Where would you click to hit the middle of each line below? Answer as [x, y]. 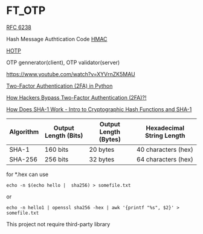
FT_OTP [26, 11]
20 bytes [102, 149]
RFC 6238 [19, 27]
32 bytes [102, 159]
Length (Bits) [64, 135]
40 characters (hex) [165, 149]
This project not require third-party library [58, 224]
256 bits [56, 159]
